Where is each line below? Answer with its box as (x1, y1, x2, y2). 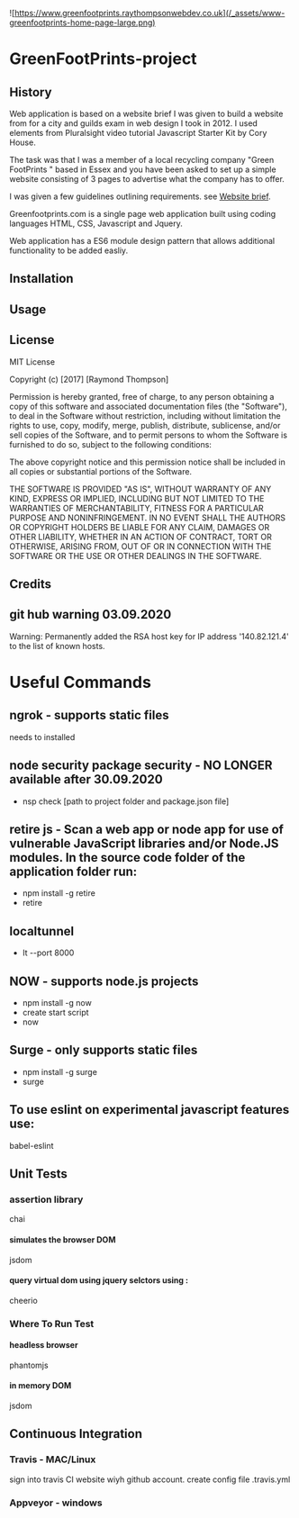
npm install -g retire (22, 888, 96, 899)
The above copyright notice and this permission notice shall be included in (9, 456, 285, 467)
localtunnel (9, 923, 75, 939)
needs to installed (9, 731, 76, 742)
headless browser (9, 1340, 78, 1351)
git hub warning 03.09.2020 (9, 607, 172, 622)
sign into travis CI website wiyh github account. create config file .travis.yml (9, 1474, 291, 1485)
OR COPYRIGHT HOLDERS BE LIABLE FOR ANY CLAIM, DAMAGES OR (9, 521, 270, 532)
